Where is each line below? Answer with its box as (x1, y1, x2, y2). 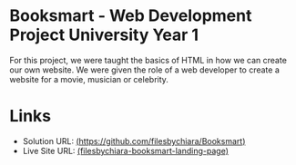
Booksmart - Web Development (9, 5, 252, 26)
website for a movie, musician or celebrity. (9, 73, 168, 84)
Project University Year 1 (9, 24, 199, 45)
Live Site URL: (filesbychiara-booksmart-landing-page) (22, 145, 230, 156)
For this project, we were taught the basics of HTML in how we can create (9, 54, 287, 65)
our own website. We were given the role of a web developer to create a (9, 64, 281, 75)
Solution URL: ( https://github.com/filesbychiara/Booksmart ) (22, 135, 246, 146)
